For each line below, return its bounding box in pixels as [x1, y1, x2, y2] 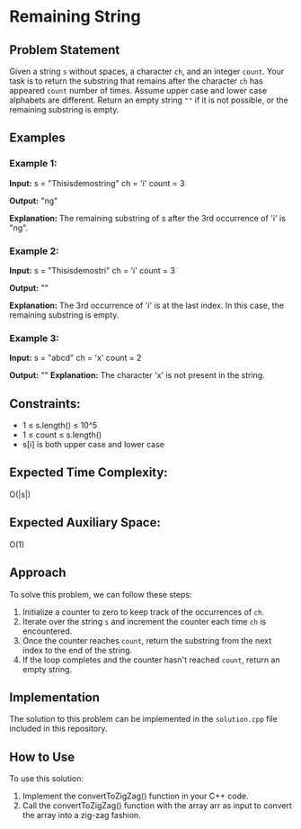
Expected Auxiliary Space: [9, 515, 162, 530]
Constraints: [9, 396, 81, 411]
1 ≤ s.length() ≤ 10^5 [22, 420, 98, 431]
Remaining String [9, 6, 141, 27]
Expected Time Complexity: [9, 465, 168, 481]
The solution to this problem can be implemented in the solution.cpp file [9, 714, 279, 725]
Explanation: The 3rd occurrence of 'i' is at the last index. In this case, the [9, 300, 285, 311]
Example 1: [9, 158, 58, 170]
